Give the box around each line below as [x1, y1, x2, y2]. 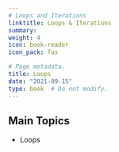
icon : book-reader [8, 41, 69, 49]
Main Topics [8, 114, 70, 127]
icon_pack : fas [8, 48, 59, 56]
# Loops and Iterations [8, 11, 87, 20]
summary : [8, 26, 37, 34]
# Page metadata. [8, 63, 66, 71]
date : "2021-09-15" [8, 77, 73, 85]
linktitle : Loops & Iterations [8, 19, 112, 27]
